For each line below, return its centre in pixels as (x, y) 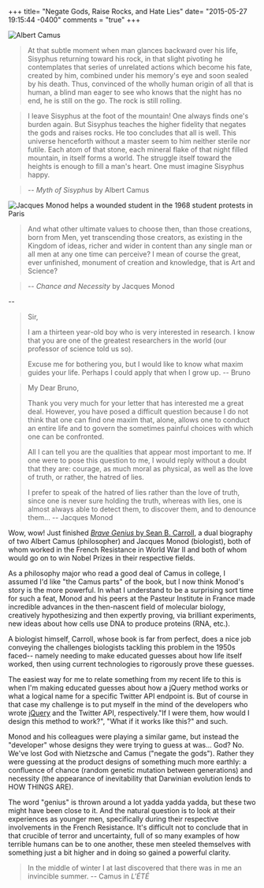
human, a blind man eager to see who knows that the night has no (134, 92)
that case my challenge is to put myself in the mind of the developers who (128, 704)
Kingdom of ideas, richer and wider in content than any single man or (140, 245)
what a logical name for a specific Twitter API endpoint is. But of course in (128, 696)
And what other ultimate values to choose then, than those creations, (139, 229)
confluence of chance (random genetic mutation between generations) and (130, 770)
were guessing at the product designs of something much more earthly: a (127, 762)
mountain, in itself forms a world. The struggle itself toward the (130, 158)
